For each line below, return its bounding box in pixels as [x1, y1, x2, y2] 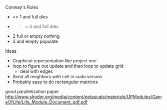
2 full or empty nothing [12, 33, 60, 39]
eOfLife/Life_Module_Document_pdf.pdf [5, 99, 88, 105]
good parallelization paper [5, 89, 59, 94]
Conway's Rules [5, 4, 38, 10]
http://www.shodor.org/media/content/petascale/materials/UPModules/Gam [5, 94, 162, 100]
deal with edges [19, 68, 53, 74]
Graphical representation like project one [12, 58, 96, 64]
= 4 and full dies [24, 23, 59, 29]
